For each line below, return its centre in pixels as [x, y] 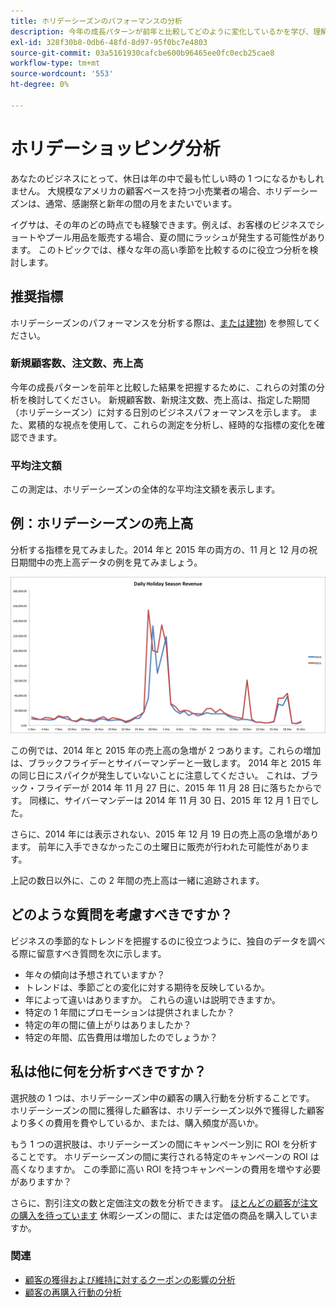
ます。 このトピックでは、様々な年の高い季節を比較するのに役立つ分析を [160, 249]
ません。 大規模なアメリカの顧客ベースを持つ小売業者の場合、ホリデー [155, 191]
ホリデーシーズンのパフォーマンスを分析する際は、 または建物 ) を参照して [161, 322]
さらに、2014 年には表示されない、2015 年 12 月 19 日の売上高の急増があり [165, 834]
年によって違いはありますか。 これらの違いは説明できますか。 [153, 999]
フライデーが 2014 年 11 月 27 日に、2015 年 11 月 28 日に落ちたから [175, 787]
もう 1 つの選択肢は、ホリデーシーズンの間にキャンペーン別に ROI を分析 [159, 1144]
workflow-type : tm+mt [55, 63]
